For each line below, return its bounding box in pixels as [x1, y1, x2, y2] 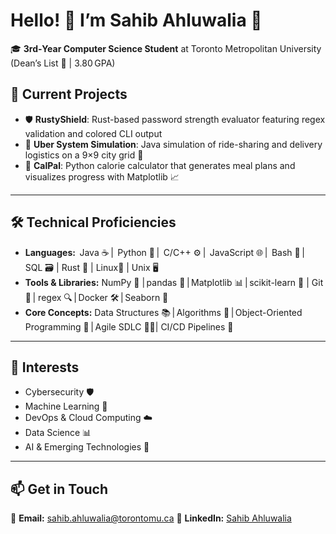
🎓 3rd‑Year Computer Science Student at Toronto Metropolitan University [10, 42, 322, 54]
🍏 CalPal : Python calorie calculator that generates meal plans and [24, 159, 296, 171]
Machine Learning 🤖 [24, 400, 108, 413]
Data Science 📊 [24, 427, 92, 439]
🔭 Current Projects [10, 86, 128, 103]
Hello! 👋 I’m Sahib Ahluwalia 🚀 [10, 9, 263, 32]
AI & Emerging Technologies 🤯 [24, 441, 150, 453]
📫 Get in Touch [10, 480, 109, 498]
